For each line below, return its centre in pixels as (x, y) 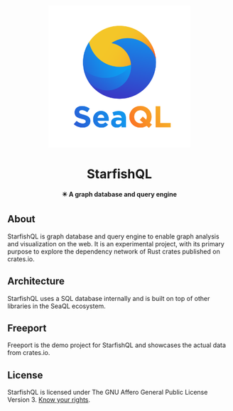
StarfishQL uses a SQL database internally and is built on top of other (109, 298)
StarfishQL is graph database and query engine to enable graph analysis (113, 236)
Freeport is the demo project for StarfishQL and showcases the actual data (116, 345)
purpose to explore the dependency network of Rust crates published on (114, 251)
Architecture (36, 281)
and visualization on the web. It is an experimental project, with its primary (116, 243)
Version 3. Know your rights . (49, 400)
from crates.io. (29, 353)
